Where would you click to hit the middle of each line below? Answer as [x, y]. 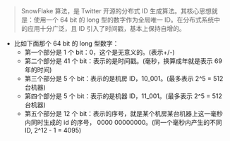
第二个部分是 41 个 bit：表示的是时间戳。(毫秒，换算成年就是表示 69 [123, 61]
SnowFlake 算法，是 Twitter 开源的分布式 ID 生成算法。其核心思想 [116, 11]
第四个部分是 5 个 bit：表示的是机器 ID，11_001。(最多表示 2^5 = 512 [123, 96]
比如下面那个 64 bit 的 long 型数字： [66, 43]
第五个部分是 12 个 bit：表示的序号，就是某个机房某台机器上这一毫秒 [124, 114]
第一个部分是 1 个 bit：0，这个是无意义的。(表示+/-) [99, 52]
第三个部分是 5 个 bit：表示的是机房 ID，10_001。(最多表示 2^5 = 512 [124, 79]
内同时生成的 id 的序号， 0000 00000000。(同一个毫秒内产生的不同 [123, 122]
